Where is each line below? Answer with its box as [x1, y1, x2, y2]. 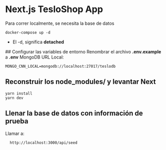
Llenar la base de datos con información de [5, 109, 143, 118]
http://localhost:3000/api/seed [10, 140, 78, 145]
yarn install [5, 91, 33, 96]
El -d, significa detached [12, 39, 64, 45]
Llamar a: [5, 130, 25, 136]
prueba [5, 117, 29, 126]
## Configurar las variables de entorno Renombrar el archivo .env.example [5, 48, 161, 55]
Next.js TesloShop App [5, 4, 103, 15]
